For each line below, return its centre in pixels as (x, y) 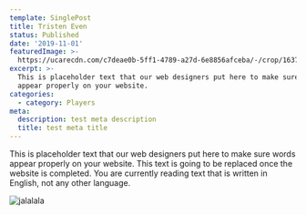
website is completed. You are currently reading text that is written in (138, 173)
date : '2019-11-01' (46, 43)
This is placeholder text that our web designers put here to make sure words (153, 154)
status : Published (44, 35)
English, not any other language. (70, 183)
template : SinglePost (51, 18)
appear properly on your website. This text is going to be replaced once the (151, 164)
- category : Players (56, 102)
